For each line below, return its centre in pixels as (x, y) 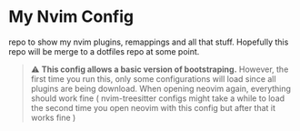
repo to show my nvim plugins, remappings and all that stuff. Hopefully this (149, 42)
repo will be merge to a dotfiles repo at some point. (104, 51)
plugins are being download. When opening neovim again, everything (161, 88)
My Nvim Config (71, 17)
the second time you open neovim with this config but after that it (153, 107)
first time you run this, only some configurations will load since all (153, 78)
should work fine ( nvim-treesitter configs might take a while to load (158, 98)
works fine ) (53, 117)
